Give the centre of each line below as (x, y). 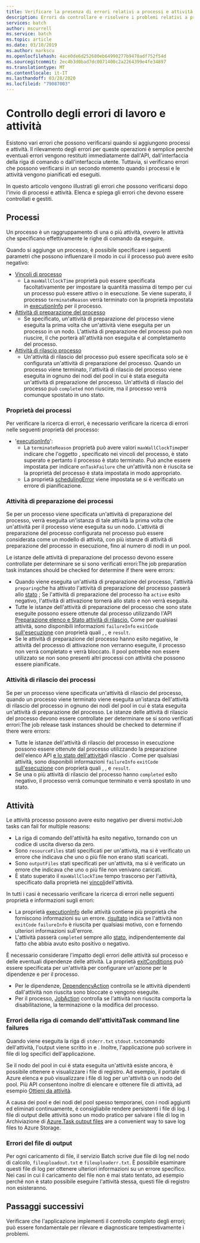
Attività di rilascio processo (48, 350)
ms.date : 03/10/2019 (32, 45)
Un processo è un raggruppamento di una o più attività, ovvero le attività (95, 232)
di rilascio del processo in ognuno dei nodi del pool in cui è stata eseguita (96, 705)
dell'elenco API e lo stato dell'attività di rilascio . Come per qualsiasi (97, 755)
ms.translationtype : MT (36, 67)
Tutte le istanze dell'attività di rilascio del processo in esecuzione (94, 742)
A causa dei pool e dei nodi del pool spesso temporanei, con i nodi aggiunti (98, 1102)
